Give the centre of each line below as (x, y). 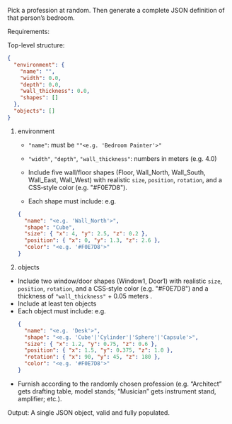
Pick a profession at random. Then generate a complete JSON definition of (116, 10)
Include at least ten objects (57, 303)
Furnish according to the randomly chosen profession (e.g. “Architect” (120, 384)
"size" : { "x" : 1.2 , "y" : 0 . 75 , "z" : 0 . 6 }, (91, 344)
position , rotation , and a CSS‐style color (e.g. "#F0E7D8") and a (113, 288)
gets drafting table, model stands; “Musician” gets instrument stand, (117, 391)
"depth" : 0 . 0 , (41, 84)
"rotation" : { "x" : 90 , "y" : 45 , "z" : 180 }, (93, 357)
